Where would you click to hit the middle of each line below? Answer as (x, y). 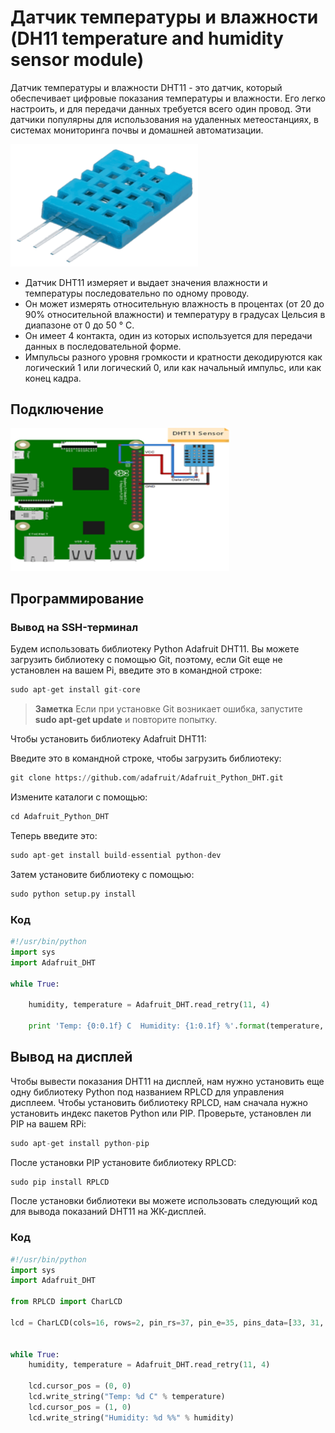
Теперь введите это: (54, 835)
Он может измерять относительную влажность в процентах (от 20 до (174, 303)
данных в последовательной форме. (103, 346)
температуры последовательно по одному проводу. (137, 293)
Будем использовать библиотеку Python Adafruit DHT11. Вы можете (155, 649)
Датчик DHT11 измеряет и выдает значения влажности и (146, 282)
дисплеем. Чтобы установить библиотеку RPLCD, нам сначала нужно (159, 1102)
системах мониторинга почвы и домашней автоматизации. (137, 130)
